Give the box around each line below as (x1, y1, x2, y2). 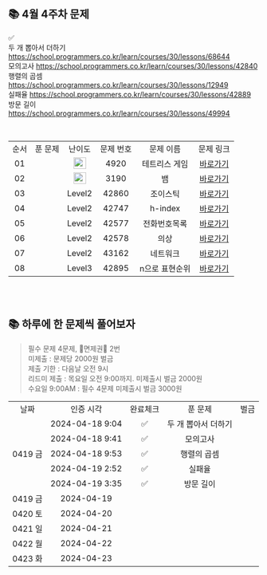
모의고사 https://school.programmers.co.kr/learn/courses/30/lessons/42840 (8, 61, 258, 70)
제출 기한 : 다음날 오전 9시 (27, 364, 109, 373)
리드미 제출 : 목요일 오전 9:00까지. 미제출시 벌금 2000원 (27, 373, 203, 383)
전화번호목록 (143, 218, 187, 229)
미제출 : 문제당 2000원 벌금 (27, 353, 114, 363)
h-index (150, 203, 181, 214)
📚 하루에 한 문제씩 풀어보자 (8, 317, 135, 331)
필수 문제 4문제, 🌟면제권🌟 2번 (27, 344, 121, 353)
